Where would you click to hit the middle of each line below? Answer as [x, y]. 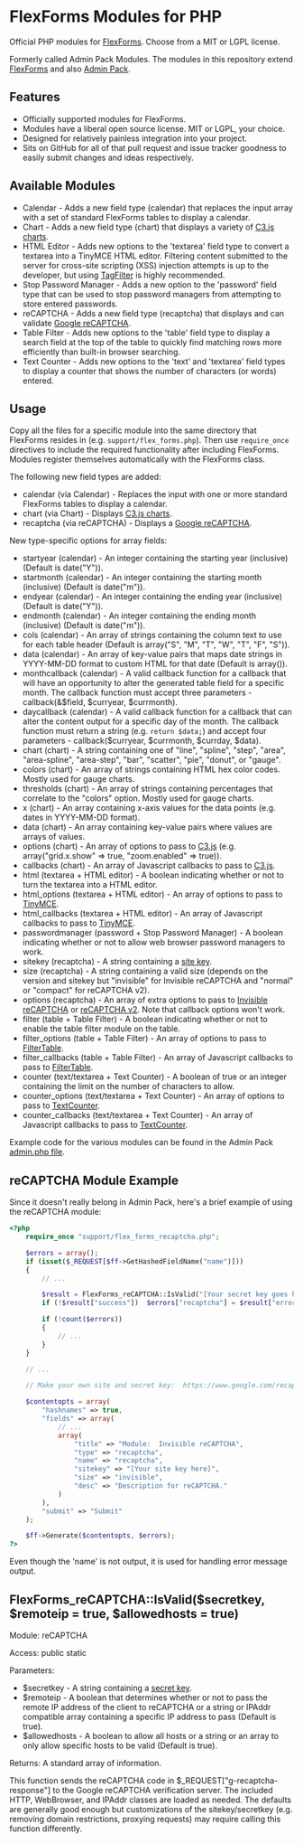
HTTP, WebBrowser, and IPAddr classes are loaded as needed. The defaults [150, 1800]
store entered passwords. [70, 304]
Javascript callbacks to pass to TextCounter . [105, 1125]
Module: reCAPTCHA [49, 1635]
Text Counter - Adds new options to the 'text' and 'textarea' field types [154, 361]
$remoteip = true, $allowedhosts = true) [124, 1614]
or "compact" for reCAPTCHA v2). [86, 991]
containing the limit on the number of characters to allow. [129, 1086]
